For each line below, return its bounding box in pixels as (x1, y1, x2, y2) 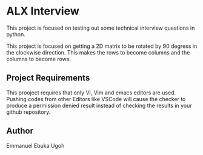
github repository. (6, 108, 51, 116)
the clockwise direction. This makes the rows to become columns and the (6, 48, 190, 56)
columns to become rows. (6, 55, 72, 62)
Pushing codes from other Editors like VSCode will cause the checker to (6, 95, 186, 102)
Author (6, 126, 33, 136)
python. (6, 30, 25, 38)
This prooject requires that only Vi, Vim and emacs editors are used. (6, 89, 176, 96)
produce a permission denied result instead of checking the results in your (6, 102, 192, 109)
